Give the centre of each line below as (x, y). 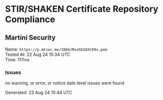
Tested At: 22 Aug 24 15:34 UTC (38, 54)
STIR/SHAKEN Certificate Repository (82, 9)
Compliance (30, 19)
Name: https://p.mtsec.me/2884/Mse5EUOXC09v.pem (56, 49)
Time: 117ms (17, 60)
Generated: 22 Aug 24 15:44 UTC (39, 93)
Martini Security (30, 37)
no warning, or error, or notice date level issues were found (65, 83)
